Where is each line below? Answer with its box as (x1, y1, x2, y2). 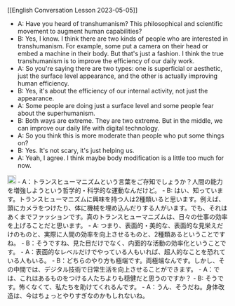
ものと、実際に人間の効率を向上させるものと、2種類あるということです (19, 229, 226, 238)
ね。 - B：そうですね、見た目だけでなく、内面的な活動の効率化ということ (7, 239, 221, 247)
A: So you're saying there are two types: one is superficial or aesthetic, (17, 65, 223, 72)
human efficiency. (17, 79, 69, 87)
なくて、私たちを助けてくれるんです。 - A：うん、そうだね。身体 (31, 282, 219, 291)
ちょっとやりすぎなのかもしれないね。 (37, 291, 149, 300)
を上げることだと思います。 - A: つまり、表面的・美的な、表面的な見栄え (7, 221, 217, 229)
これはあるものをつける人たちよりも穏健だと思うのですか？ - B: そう (19, 274, 218, 282)
